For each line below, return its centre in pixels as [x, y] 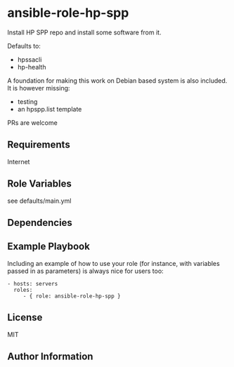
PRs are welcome [32, 122]
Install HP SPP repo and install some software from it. [84, 32]
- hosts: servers [33, 283]
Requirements [39, 145]
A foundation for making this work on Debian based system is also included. [117, 80]
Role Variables [39, 184]
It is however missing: [39, 88]
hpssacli [30, 59]
